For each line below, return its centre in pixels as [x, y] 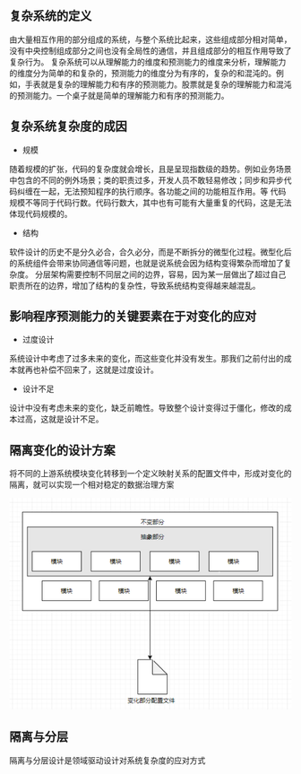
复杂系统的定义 [51, 16]
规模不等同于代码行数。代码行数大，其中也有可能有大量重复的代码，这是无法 [150, 202]
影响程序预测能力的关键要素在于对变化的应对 [133, 317]
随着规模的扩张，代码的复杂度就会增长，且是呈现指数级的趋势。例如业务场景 [150, 169]
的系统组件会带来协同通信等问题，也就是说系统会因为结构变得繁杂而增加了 [146, 263]
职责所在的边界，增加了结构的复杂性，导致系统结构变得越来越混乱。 [135, 285]
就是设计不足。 [76, 419]
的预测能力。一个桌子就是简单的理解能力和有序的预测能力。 [119, 95]
